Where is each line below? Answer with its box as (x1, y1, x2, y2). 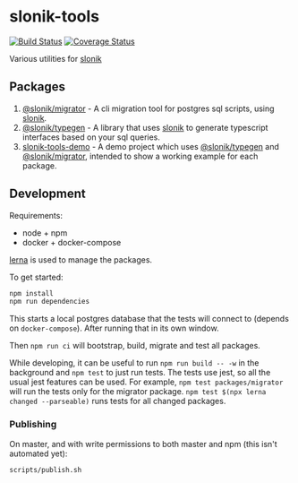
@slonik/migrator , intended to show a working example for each (21, 151, 259, 161)
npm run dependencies (9, 298, 90, 306)
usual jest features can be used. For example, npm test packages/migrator (9, 376, 284, 387)
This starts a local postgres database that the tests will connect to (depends (9, 314, 289, 324)
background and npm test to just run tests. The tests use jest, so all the (9, 367, 271, 378)
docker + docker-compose (21, 237, 122, 247)
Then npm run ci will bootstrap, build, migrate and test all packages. (9, 341, 261, 351)
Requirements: (9, 210, 63, 220)
